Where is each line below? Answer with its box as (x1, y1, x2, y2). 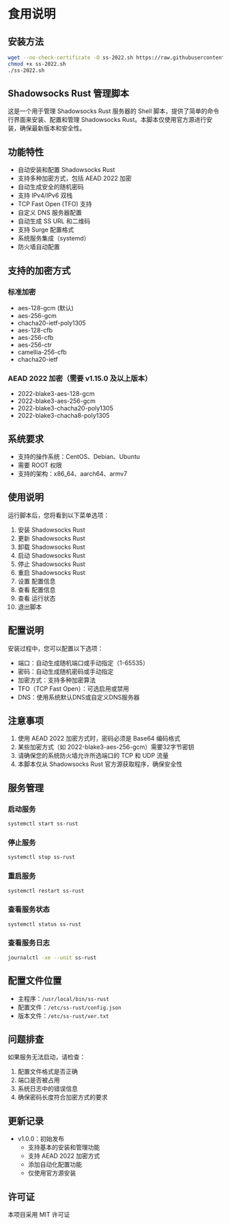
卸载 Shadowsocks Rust (17, 543, 86, 551)
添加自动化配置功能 (27, 1161, 83, 1169)
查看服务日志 (8, 938, 51, 948)
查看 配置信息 (17, 585, 56, 593)
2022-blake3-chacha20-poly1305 (17, 404, 113, 412)
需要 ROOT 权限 (17, 461, 62, 469)
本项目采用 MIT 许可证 (8, 1210, 70, 1218)
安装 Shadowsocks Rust (17, 525, 86, 534)
